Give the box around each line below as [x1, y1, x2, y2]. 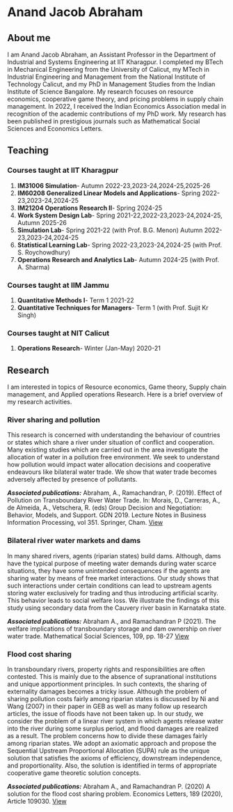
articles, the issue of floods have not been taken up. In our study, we [7, 709, 204, 718]
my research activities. [7, 398, 72, 406]
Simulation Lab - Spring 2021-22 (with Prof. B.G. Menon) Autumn [17, 226, 203, 234]
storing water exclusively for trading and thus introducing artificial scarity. [7, 588, 219, 597]
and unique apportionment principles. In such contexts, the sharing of [7, 680, 207, 688]
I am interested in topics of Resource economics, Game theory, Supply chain [7, 383, 227, 391]
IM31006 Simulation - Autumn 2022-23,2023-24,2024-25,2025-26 [17, 181, 211, 190]
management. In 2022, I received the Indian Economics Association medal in [7, 102, 227, 110]
